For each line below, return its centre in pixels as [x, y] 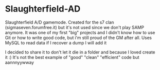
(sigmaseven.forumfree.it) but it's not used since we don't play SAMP [75, 27]
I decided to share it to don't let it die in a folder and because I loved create [80, 52]
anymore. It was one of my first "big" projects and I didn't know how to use [80, 32]
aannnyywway [19, 62]
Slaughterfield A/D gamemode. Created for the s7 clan [60, 22]
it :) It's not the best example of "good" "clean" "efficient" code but [72, 57]
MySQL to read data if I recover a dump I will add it [56, 42]
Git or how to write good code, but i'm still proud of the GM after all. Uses [79, 38]
